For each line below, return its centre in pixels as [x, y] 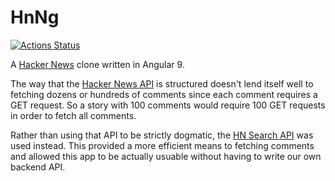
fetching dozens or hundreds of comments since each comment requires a [164, 94]
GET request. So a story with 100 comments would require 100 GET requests [168, 105]
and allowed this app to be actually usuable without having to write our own [166, 156]
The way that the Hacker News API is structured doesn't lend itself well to [162, 83]
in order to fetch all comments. [73, 115]
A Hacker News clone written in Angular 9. [97, 64]
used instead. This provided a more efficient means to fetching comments [162, 145]
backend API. [38, 167]
